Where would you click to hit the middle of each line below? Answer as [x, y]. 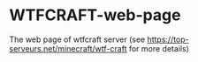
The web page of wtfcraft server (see [77, 39]
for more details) [159, 48]
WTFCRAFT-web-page [95, 15]
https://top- [168, 39]
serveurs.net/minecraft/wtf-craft [68, 48]
